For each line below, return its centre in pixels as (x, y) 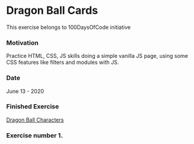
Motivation (23, 43)
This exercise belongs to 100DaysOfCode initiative (68, 27)
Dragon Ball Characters (35, 120)
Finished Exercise (33, 107)
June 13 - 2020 (25, 91)
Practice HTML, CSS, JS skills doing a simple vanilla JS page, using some (97, 56)
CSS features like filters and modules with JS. (62, 62)
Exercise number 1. (35, 135)
